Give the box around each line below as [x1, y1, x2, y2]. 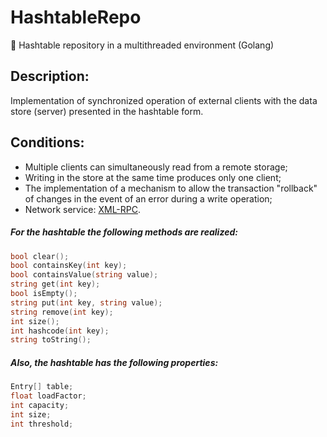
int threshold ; [10, 419, 74, 429]
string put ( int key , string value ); [10, 297, 163, 308]
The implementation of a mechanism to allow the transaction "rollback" [24, 182, 318, 194]
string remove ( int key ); [10, 307, 114, 317]
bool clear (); [10, 251, 70, 261]
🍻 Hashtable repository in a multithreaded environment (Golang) [10, 39, 275, 51]
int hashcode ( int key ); [10, 326, 110, 336]
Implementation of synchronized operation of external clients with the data [10, 94, 318, 106]
